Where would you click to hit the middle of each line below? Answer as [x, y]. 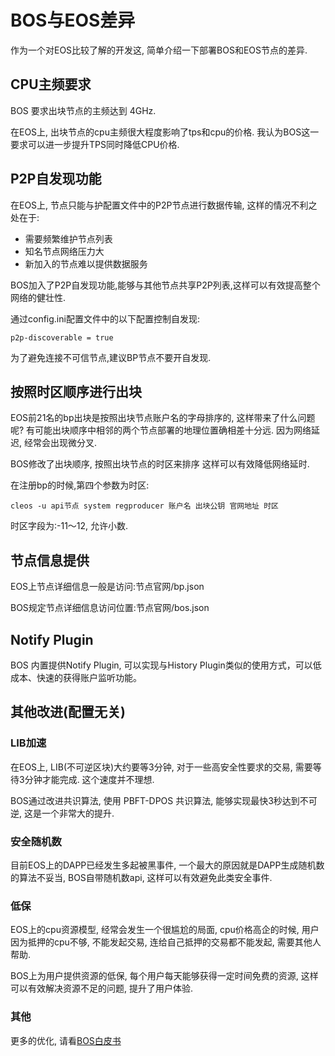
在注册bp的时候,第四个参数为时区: [80, 485]
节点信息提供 [50, 560]
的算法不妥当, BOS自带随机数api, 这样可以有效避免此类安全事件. [141, 877]
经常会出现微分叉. [60, 443]
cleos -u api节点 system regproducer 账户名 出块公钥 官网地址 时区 [144, 506]
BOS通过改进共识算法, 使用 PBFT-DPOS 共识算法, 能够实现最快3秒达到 [155, 800]
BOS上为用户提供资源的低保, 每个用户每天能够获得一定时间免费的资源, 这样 [164, 976]
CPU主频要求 [51, 84]
